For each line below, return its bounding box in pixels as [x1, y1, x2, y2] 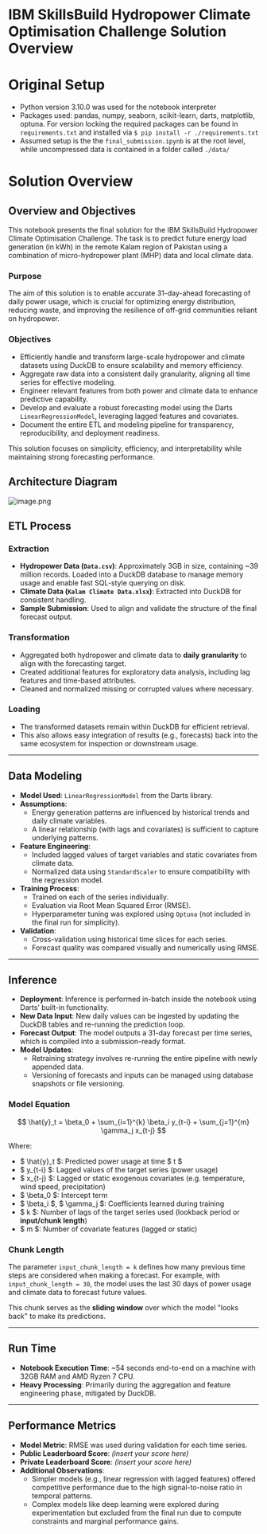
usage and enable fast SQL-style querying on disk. [19, 578, 186, 588]
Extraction [8, 543, 49, 554]
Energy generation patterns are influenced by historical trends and [31, 807, 250, 817]
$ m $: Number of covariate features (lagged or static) [19, 1224, 198, 1234]
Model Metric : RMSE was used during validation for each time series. [19, 1440, 248, 1450]
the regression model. [31, 875, 104, 885]
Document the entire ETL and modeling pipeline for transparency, [19, 420, 234, 429]
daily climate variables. [31, 816, 107, 825]
